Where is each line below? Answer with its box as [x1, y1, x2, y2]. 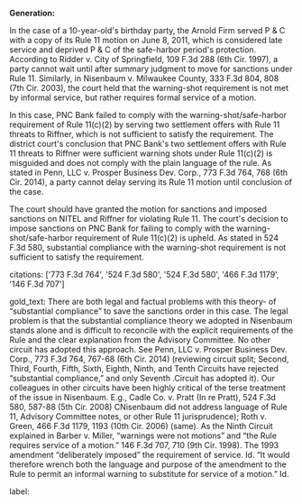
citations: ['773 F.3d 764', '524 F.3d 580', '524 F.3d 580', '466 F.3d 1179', [9, 270, 279, 279]
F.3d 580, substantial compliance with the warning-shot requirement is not [9, 243, 287, 252]
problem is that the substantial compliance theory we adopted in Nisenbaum [9, 316, 293, 325]
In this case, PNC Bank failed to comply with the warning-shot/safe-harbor [9, 110, 287, 120]
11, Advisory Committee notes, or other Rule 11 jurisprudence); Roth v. [9, 411, 268, 422]
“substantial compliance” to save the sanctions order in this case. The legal [9, 306, 288, 316]
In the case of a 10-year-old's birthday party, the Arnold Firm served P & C [9, 25, 286, 35]
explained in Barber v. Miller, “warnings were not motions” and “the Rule [9, 430, 278, 441]
